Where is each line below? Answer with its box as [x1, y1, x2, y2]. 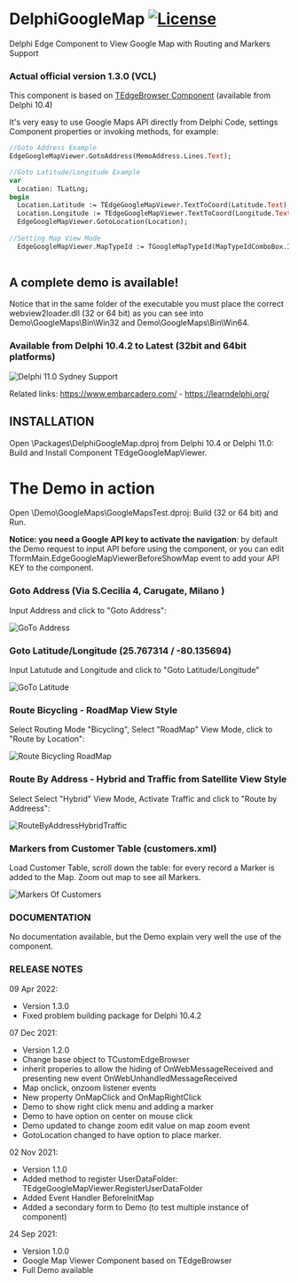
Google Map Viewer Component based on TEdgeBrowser [21, 1254, 232, 1266]
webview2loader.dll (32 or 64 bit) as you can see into [9, 308, 204, 319]
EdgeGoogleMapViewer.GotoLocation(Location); [17, 218, 189, 227]
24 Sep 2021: [9, 1228, 58, 1239]
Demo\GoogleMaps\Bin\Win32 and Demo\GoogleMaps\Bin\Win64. [9, 317, 250, 328]
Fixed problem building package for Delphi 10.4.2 [21, 1010, 202, 1021]
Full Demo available [21, 1264, 94, 1275]
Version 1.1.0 [21, 1164, 68, 1174]
